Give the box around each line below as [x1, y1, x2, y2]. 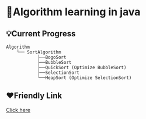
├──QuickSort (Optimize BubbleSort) [37, 64, 127, 70]
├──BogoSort [37, 55, 67, 60]
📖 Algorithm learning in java [6, 5, 141, 19]
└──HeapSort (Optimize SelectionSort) [37, 75, 132, 81]
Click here [6, 106, 31, 113]
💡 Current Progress [6, 29, 76, 39]
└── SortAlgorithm [16, 49, 61, 55]
